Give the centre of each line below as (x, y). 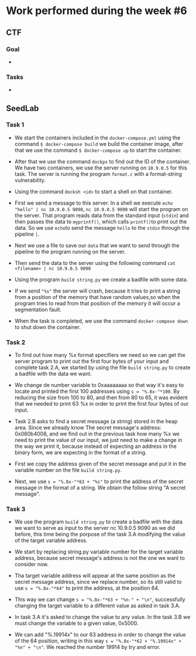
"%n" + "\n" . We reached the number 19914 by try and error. (87, 647)
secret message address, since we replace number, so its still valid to (98, 582)
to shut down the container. (47, 327)
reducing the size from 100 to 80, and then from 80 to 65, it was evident (101, 397)
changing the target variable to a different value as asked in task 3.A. (97, 606)
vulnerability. (30, 180)
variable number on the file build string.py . (68, 470)
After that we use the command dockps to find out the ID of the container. (102, 161)
